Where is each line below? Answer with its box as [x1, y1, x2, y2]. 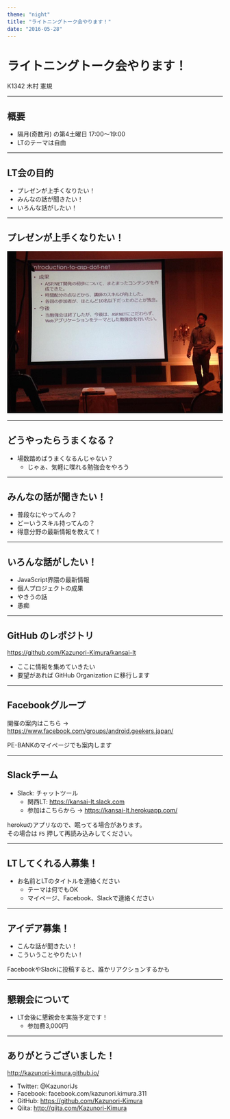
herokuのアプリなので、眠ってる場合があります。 [7, 820, 146, 829]
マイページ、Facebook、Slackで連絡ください [27, 894, 155, 902]
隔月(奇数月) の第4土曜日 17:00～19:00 [16, 130, 125, 139]
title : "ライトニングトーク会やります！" [7, 18, 112, 25]
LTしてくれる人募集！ [7, 858, 98, 869]
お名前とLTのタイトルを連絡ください [16, 877, 120, 885]
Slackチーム [7, 769, 58, 781]
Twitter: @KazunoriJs [16, 1082, 78, 1090]
